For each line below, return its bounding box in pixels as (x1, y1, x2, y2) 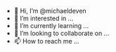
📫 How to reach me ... (13, 37, 79, 45)
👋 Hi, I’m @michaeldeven (13, 7, 86, 15)
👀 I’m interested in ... (13, 14, 74, 22)
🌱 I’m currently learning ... (13, 22, 89, 30)
